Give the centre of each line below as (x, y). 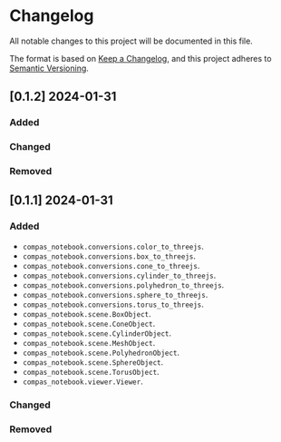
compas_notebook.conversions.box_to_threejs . (109, 256)
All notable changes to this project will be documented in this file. (131, 41)
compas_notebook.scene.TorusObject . (91, 371)
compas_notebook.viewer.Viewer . (82, 381)
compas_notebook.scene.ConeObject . (89, 323)
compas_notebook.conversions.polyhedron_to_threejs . (123, 285)
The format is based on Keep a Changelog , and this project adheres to (140, 58)
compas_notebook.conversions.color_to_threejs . (113, 246)
